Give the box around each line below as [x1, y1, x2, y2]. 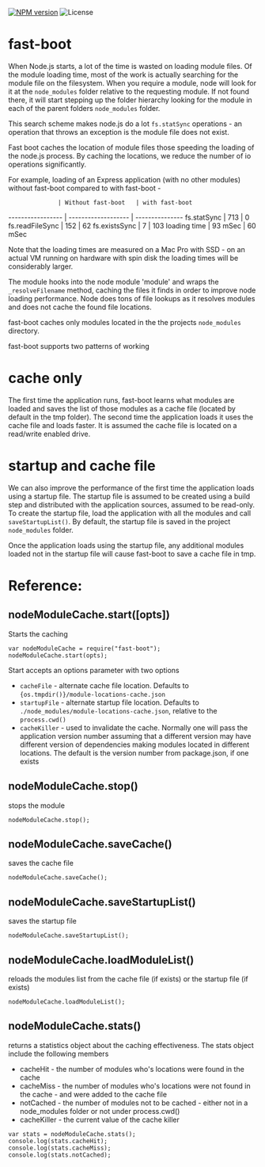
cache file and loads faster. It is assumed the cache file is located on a [8, 420, 237, 430]
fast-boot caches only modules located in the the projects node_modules [8, 317, 241, 327]
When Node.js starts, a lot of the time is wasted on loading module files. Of [8, 61, 253, 71]
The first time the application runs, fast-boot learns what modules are [8, 395, 235, 404]
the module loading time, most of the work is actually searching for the [8, 70, 239, 79]
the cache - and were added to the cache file [19, 1089, 168, 1099]
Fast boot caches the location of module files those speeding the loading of [8, 143, 255, 152]
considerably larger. [8, 262, 74, 271]
